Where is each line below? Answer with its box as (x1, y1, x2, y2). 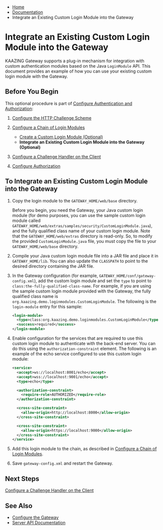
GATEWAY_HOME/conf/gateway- (99, 274, 156, 278)
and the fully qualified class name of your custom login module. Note (12, 228, 150, 234)
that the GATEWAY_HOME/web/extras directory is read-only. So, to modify (12, 233, 152, 239)
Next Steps (5, 475, 39, 483)
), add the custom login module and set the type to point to (34, 277, 152, 284)
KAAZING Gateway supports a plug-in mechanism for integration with (5, 58, 145, 64)
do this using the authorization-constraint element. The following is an (12, 346, 157, 352)
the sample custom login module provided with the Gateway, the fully (12, 288, 151, 294)
